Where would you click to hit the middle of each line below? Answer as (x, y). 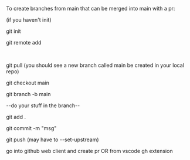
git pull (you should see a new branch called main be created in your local (95, 65)
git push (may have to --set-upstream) (52, 139)
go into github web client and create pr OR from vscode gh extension (89, 151)
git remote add (24, 42)
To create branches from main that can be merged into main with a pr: (91, 8)
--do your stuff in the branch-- (43, 105)
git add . (16, 117)
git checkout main (28, 83)
